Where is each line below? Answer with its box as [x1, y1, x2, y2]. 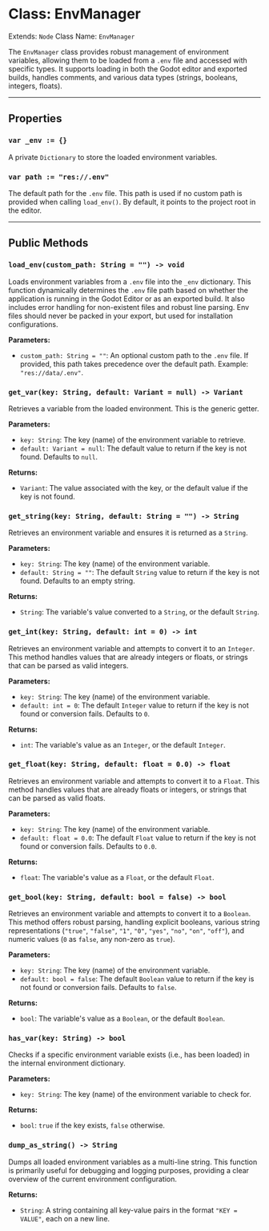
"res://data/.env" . [19, 367, 84, 377]
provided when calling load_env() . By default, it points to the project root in [8, 197, 256, 206]
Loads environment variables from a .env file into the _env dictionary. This [8, 276, 251, 286]
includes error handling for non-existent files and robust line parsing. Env [8, 302, 250, 312]
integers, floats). [8, 81, 62, 91]
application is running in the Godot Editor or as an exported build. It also [8, 294, 246, 304]
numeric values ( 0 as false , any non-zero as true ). [8, 935, 175, 944]
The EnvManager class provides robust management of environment [8, 47, 230, 56]
